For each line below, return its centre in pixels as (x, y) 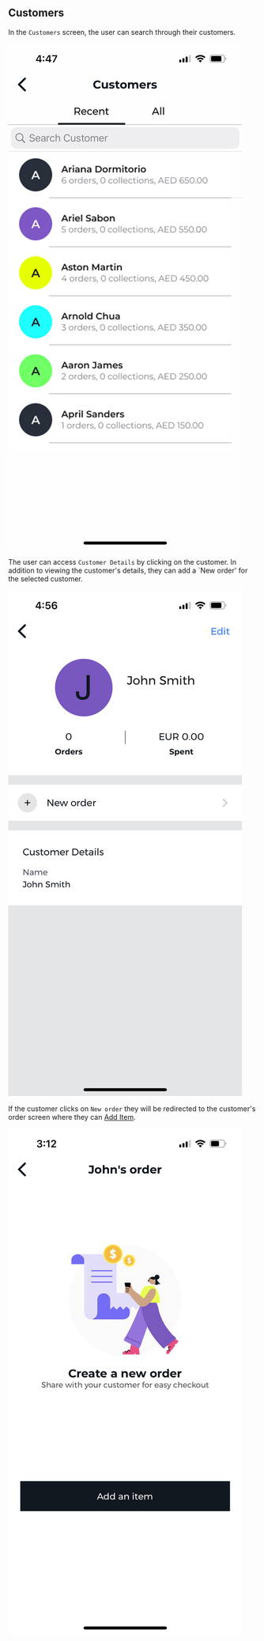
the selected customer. (45, 579)
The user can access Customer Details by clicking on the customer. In (123, 561)
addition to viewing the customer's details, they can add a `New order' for (128, 570)
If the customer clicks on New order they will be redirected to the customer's (132, 1108)
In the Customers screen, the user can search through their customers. (122, 32)
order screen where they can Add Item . (72, 1117)
